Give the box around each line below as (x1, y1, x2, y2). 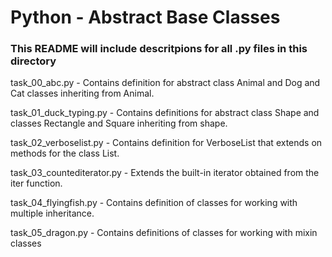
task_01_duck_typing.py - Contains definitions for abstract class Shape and (10, 107, 320, 119)
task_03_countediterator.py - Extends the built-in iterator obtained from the (10, 167, 320, 179)
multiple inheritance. (10, 207, 95, 220)
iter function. (10, 177, 63, 190)
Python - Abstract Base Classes (10, 6, 281, 29)
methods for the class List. (10, 147, 120, 160)
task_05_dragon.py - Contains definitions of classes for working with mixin (10, 227, 318, 239)
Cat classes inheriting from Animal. (10, 87, 155, 100)
